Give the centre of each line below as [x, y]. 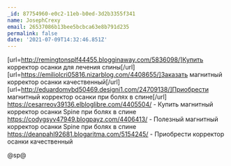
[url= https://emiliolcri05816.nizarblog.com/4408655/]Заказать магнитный [115, 75]
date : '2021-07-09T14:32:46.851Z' [58, 40]
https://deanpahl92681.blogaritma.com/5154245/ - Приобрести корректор [116, 134]
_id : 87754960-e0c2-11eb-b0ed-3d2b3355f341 [72, 14]
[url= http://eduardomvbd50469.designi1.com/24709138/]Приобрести [108, 90]
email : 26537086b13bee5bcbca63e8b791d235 [68, 27]
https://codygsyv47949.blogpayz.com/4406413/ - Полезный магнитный [113, 119]
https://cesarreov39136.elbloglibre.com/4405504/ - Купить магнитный [110, 104]
